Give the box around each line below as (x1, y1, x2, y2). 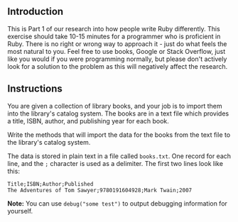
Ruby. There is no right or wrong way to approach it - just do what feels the (7, 39, 227, 48)
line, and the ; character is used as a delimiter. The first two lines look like (7, 159, 224, 167)
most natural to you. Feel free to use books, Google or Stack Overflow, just (7, 47, 226, 55)
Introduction (7, 6, 64, 18)
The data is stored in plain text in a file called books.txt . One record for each (7, 152, 232, 160)
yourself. (7, 206, 33, 215)
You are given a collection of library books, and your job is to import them (7, 101, 222, 110)
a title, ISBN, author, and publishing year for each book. (7, 116, 169, 125)
